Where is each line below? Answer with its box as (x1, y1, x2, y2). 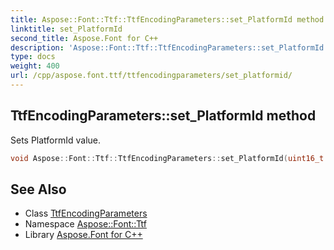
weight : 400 (10, 61, 60, 71)
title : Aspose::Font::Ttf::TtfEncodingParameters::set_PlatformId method (10, 14, 325, 25)
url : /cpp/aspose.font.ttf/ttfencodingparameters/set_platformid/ (10, 71, 293, 81)
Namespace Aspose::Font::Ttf (24, 218, 147, 230)
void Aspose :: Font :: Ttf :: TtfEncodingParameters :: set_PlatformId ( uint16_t (10, 153, 325, 163)
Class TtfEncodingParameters (24, 207, 148, 220)
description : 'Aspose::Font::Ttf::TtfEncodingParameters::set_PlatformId (10, 42, 325, 53)
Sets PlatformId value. (10, 134, 102, 146)
